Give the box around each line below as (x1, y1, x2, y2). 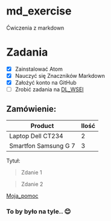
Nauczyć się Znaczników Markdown (14, 72, 106, 79)
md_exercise (6, 4, 72, 18)
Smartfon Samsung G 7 (9, 141, 75, 150)
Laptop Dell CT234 (9, 132, 63, 140)
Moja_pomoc (6, 192, 39, 199)
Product (30, 121, 54, 130)
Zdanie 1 (21, 168, 42, 176)
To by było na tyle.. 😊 (6, 207, 71, 216)
